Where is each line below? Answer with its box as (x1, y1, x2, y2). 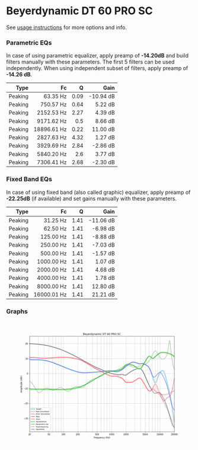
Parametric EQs (6, 39, 52, 47)
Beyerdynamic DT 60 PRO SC (6, 4, 153, 18)
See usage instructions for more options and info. (6, 24, 127, 31)
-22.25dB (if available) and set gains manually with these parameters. (6, 194, 177, 202)
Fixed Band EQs (6, 175, 52, 183)
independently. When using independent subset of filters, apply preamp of (6, 65, 189, 72)
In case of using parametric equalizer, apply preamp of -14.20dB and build (6, 52, 189, 59)
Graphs (6, 307, 28, 315)
